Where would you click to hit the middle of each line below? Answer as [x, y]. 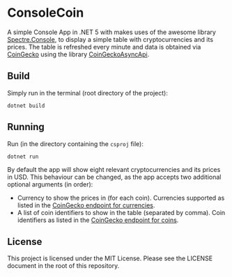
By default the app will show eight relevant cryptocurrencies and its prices [114, 169]
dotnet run [23, 157]
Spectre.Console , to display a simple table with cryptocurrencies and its [110, 39]
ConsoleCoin [46, 13]
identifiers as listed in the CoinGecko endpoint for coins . [98, 220]
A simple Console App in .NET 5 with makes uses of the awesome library [111, 32]
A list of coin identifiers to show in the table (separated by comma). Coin [121, 212]
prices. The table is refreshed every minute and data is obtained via [104, 47]
